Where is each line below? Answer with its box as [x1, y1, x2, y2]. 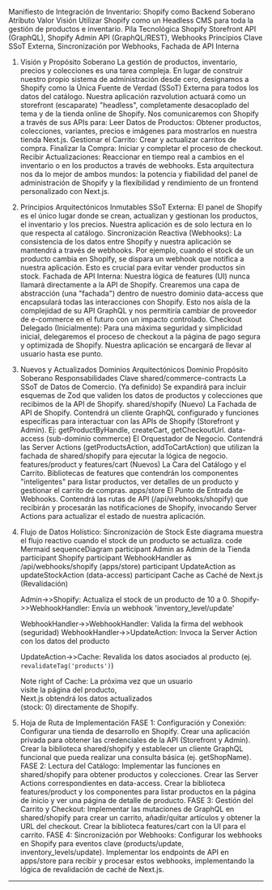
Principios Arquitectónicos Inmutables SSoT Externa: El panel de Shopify [19, 202, 263, 212]
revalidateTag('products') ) [19, 661, 114, 670]
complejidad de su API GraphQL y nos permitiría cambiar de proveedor [19, 306, 257, 315]
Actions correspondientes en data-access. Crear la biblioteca [19, 779, 226, 788]
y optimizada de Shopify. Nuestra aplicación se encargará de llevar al [19, 340, 253, 350]
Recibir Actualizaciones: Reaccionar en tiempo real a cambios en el [19, 152, 244, 162]
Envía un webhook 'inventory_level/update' [91, 603, 235, 612]
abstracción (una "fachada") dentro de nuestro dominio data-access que [19, 288, 264, 298]
